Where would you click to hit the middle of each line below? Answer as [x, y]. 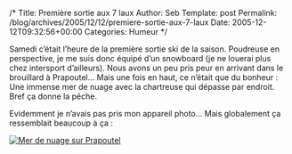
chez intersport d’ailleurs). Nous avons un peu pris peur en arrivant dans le [146, 68]
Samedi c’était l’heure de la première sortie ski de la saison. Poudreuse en [145, 49]
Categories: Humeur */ [126, 32]
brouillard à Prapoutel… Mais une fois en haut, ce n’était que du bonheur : [144, 77]
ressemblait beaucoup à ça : [61, 123]
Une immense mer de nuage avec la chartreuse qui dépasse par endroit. [142, 87]
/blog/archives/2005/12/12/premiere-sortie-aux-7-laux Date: [120, 22]
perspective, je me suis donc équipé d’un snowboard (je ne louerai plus [140, 58]
